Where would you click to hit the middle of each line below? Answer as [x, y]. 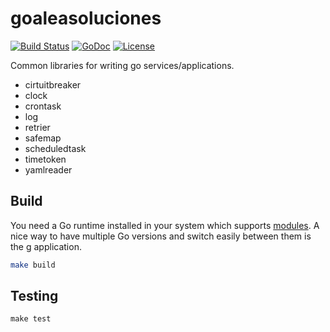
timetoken [45, 159]
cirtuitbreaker [53, 84]
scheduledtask [55, 148]
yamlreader [48, 169]
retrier [37, 127]
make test [31, 319]
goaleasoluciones [86, 18]
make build [33, 265]
